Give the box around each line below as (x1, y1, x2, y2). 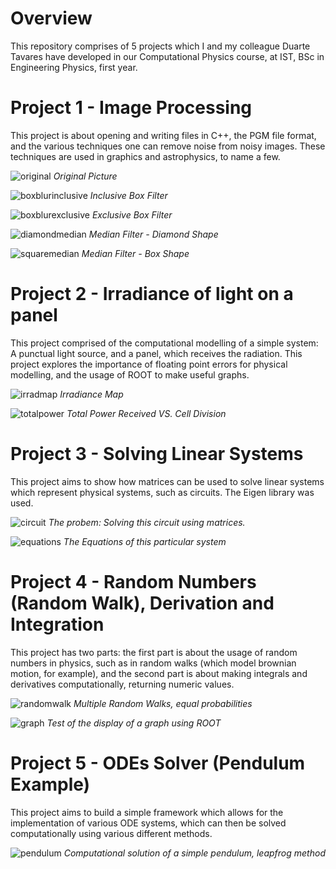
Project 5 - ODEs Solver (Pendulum (10, 752, 306, 774)
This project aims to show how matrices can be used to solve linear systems (10, 475, 325, 487)
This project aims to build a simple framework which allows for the (10, 806, 284, 818)
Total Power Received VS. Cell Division (66, 407, 227, 419)
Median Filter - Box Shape (81, 247, 190, 259)
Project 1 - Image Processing (10, 97, 253, 119)
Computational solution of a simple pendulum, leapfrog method (63, 847, 326, 859)
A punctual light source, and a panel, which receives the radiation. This (10, 347, 303, 359)
